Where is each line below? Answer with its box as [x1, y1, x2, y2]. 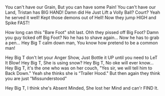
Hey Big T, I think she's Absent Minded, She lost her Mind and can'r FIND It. [5, 85, 159, 91]
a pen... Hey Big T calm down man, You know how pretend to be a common [5, 40, 158, 46]
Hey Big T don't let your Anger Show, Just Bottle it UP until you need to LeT [5, 55, 158, 61]
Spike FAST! [5, 20, 30, 26]
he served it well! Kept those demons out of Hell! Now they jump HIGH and [5, 15, 157, 20]
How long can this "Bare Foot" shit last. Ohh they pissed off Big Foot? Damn [5, 30, 159, 35]
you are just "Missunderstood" [5, 76, 67, 81]
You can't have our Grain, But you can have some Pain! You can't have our [5, 4, 156, 10]
